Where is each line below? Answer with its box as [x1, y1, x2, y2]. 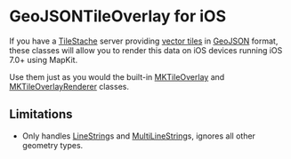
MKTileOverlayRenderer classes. [9, 81, 129, 91]
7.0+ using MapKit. [9, 54, 78, 65]
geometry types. [21, 139, 84, 150]
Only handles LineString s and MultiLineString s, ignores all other [21, 131, 256, 141]
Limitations [9, 107, 73, 122]
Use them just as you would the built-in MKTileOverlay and [9, 71, 225, 82]
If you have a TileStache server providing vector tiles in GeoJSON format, [9, 36, 279, 46]
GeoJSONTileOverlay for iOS [9, 6, 227, 27]
